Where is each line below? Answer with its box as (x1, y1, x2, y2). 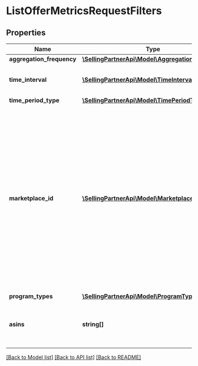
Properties (6, 28, 46, 38)
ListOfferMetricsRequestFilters (6, 4, 162, 18)
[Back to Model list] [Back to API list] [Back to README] (6, 354, 141, 361)
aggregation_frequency (9, 55, 77, 63)
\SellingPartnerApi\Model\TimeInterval (82, 75, 194, 84)
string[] (82, 320, 104, 328)
